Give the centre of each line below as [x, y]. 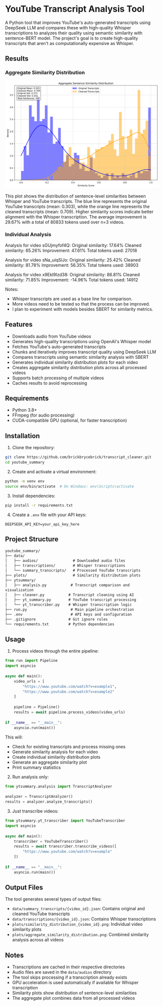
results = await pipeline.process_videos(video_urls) [70, 712]
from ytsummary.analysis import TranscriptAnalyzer [59, 786]
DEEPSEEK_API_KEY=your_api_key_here [42, 524]
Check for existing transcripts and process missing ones [69, 746]
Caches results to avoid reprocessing [50, 383]
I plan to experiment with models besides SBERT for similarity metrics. [83, 309]
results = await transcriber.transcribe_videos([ [65, 847]
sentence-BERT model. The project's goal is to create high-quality [71, 38]
